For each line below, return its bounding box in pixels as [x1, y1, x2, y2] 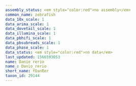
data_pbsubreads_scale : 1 [5, 40, 60, 46]
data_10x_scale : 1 [5, 17, 44, 22]
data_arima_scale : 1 [5, 21, 49, 27]
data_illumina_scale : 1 [5, 31, 56, 36]
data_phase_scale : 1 [5, 45, 49, 50]
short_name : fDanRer [5, 69, 49, 74]
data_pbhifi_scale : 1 [5, 36, 51, 41]
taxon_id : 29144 [5, 73, 40, 78]
